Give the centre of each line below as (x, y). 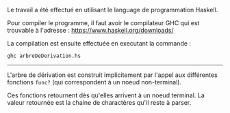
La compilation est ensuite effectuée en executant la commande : (99, 43)
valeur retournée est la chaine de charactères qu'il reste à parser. (99, 102)
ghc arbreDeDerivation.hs (44, 56)
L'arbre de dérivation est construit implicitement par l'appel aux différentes (112, 75)
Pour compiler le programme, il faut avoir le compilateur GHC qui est (103, 23)
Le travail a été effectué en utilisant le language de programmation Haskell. (113, 10)
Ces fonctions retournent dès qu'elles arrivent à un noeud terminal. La (106, 95)
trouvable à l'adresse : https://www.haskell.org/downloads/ (90, 30)
